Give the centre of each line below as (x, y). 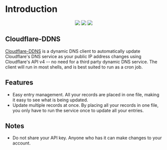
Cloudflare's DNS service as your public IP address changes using (73, 56)
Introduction (31, 9)
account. (21, 143)
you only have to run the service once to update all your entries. (78, 110)
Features (19, 83)
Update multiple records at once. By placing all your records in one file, (85, 105)
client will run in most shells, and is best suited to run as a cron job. (74, 67)
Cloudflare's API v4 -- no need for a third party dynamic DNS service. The (81, 62)
